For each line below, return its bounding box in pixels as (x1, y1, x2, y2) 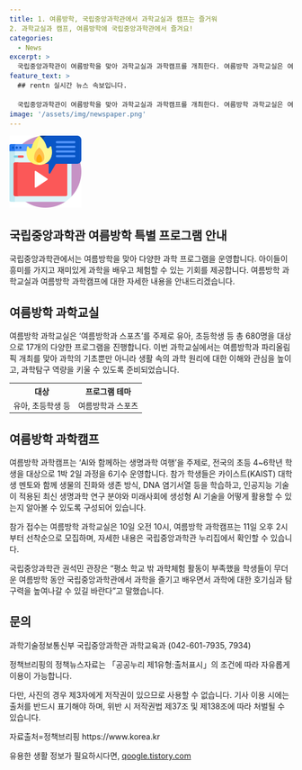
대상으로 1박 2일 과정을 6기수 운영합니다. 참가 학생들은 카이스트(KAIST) (25, 468, 277, 479)
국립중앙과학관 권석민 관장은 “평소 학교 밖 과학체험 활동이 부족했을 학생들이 (9, 563, 272, 574)
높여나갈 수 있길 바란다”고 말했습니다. (32, 585, 164, 596)
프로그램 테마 (84, 385, 132, 396)
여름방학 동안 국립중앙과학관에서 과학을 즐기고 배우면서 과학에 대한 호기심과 (18, 575, 283, 585)
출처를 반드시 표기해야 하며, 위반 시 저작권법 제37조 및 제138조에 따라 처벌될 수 (9, 701, 286, 711)
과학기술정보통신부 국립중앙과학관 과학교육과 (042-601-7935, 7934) (9, 639, 252, 650)
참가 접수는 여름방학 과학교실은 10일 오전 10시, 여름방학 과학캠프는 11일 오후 (9, 521, 274, 532)
